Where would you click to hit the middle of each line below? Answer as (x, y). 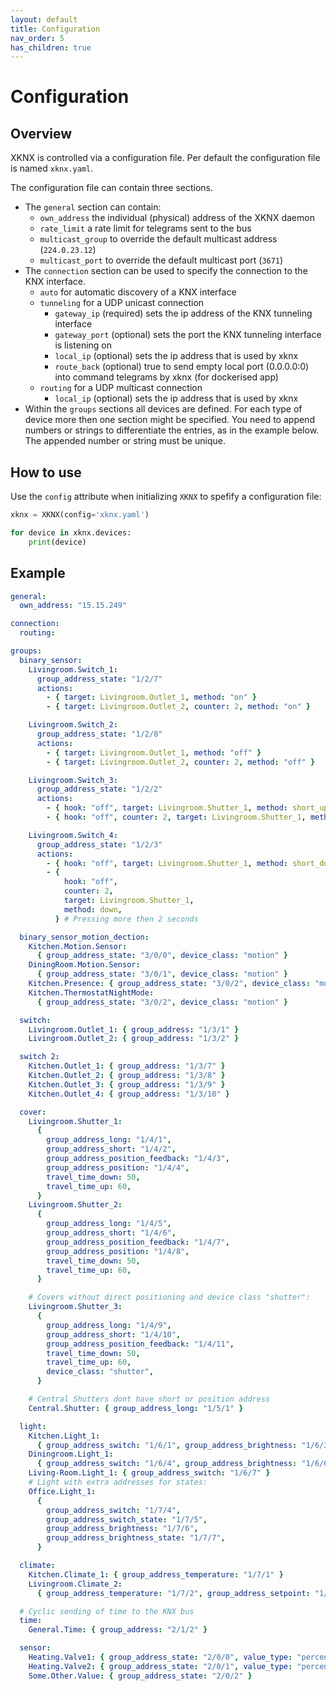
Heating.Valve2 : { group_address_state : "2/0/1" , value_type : (160, 1666)
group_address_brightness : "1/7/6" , (122, 1529)
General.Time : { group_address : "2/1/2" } (118, 1630)
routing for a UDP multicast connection (121, 388)
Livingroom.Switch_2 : (73, 725)
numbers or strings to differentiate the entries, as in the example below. (172, 430)
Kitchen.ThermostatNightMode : (91, 992)
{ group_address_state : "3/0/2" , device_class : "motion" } (162, 1002)
